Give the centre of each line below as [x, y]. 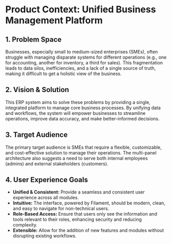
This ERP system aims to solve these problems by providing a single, [78, 102]
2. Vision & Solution [37, 90]
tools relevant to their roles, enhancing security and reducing [77, 219]
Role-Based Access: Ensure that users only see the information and [85, 214]
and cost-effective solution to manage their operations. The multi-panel [81, 152]
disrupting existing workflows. [45, 236]
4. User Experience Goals [47, 180]
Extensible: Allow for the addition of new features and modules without [88, 231]
